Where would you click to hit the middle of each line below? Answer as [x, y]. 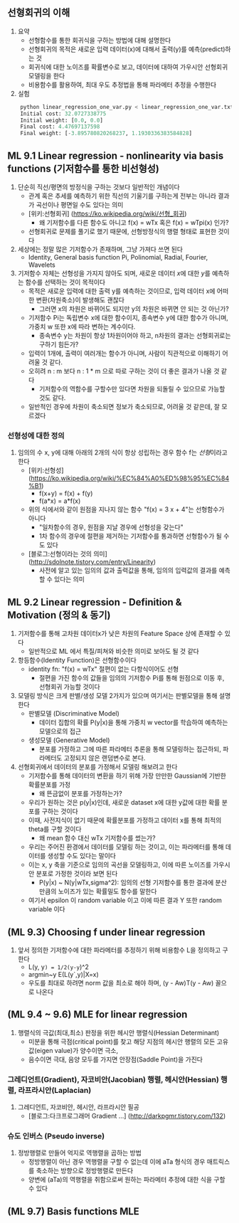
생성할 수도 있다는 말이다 [81, 856]
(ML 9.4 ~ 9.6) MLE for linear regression [97, 1015]
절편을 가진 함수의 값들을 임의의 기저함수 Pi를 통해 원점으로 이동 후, [132, 678]
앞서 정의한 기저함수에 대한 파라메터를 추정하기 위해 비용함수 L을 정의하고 [119, 950]
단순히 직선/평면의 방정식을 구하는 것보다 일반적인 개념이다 [99, 187]
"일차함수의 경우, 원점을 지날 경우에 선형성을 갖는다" [111, 527]
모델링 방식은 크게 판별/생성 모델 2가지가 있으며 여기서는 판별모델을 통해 [118, 696]
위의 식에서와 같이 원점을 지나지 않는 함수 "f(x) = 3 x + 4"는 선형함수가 [126, 509]
